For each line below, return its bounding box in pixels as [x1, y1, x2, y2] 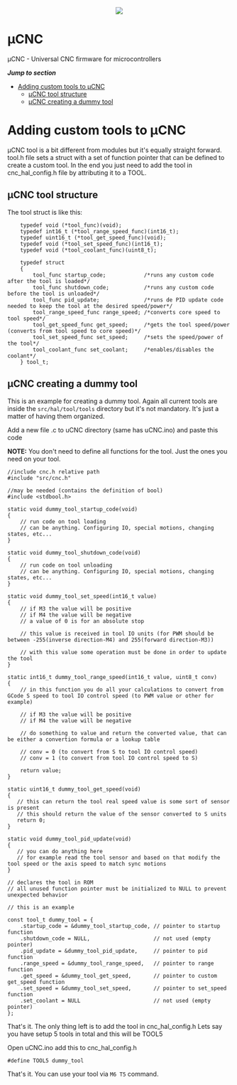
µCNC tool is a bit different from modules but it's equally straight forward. [7, 146, 222, 154]
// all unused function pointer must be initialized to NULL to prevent [7, 885, 227, 892]
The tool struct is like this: [7, 208, 83, 216]
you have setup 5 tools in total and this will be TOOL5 [7, 1030, 163, 1038]
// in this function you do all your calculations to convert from [20, 686, 224, 693]
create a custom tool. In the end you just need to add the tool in [7, 161, 193, 169]
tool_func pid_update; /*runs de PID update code [33, 296, 224, 304]
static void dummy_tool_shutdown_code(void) [7, 549, 141, 556]
